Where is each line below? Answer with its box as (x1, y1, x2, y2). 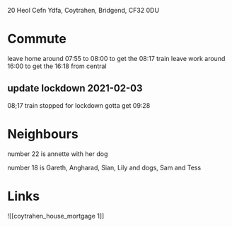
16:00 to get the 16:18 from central (7, 62, 108, 70)
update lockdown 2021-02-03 (7, 82, 143, 94)
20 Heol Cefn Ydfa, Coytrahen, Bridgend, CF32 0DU (7, 6, 160, 14)
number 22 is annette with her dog (7, 149, 108, 158)
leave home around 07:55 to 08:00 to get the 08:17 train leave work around (7, 54, 226, 62)
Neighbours (7, 126, 79, 142)
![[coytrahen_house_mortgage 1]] (7, 211, 105, 220)
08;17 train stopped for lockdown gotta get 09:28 (7, 101, 151, 109)
